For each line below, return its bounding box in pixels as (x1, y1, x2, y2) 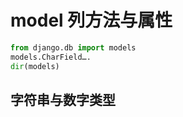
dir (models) (10, 61, 60, 71)
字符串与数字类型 (10, 91, 116, 108)
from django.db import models (10, 42, 137, 53)
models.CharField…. (10, 52, 92, 62)
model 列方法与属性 (10, 9, 173, 32)
